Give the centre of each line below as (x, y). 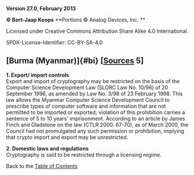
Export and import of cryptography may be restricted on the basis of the (93, 81)
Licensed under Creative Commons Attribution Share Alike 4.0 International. (97, 31)
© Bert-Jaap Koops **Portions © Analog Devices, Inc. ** (76, 20)
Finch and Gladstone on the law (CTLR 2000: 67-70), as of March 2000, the (97, 125)
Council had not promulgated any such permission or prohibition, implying (95, 131)
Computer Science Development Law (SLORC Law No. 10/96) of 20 (87, 87)
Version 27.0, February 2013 (41, 8)
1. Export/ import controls (38, 75)
